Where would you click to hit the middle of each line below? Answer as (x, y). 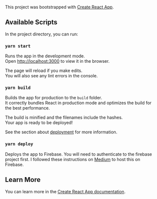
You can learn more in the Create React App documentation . (65, 191)
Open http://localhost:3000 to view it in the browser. (57, 61)
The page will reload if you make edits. (44, 71)
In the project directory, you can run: (42, 34)
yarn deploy (19, 144)
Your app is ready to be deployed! (39, 123)
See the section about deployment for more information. (61, 132)
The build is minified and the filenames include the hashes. (64, 118)
